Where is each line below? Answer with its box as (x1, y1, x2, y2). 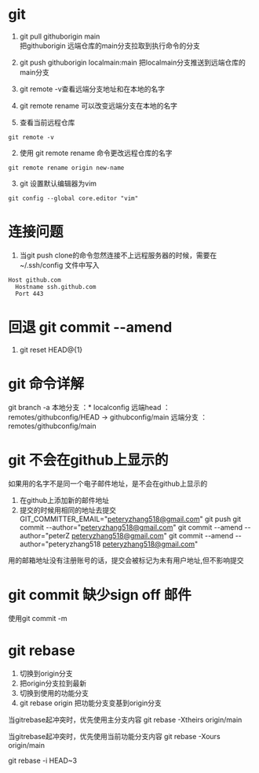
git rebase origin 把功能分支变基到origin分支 (19, 698, 162, 708)
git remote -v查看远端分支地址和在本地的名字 (19, 84, 165, 94)
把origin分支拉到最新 (19, 679, 87, 688)
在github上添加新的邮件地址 (19, 495, 110, 505)
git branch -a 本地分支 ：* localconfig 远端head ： (8, 402, 170, 412)
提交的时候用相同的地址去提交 (19, 505, 116, 515)
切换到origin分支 (19, 668, 73, 678)
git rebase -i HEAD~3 (8, 756, 77, 765)
